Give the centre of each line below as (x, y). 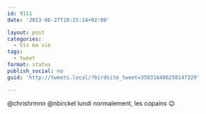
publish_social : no (35, 71)
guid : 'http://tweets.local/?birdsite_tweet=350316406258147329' (103, 77)
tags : (15, 52)
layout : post (26, 32)
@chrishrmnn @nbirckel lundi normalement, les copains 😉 (91, 103)
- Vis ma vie (32, 46)
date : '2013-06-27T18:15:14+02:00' (59, 20)
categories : (24, 39)
